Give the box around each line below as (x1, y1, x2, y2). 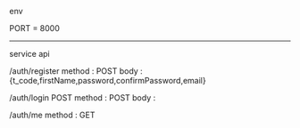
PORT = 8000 (9, 23, 60, 33)
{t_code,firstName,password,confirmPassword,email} (9, 76, 207, 85)
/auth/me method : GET (9, 109, 96, 120)
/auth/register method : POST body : (9, 66, 143, 76)
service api (9, 49, 51, 59)
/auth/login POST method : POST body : (9, 92, 156, 103)
